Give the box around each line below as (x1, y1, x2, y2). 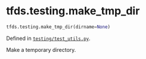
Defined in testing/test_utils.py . (6, 35, 91, 42)
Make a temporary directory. (6, 46, 76, 53)
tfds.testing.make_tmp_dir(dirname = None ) (6, 24, 111, 30)
